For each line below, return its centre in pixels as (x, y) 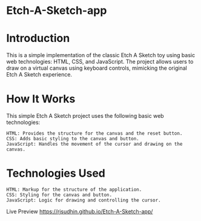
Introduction (38, 39)
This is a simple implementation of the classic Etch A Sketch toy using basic (101, 55)
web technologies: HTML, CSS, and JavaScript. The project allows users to (100, 62)
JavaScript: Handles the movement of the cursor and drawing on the (94, 144)
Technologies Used (56, 173)
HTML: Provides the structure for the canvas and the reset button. (94, 134)
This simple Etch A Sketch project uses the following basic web (85, 116)
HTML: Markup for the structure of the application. (74, 189)
